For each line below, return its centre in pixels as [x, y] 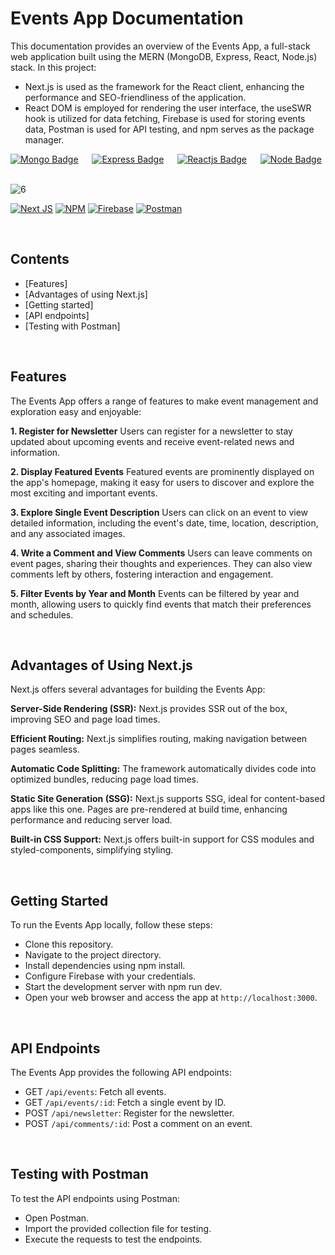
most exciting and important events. [84, 493]
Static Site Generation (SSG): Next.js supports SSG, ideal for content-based [167, 799]
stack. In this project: [53, 67]
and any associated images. [68, 533]
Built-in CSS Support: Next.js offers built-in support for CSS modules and [162, 839]
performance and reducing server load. [91, 820]
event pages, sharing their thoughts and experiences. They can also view [161, 563]
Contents [40, 259]
